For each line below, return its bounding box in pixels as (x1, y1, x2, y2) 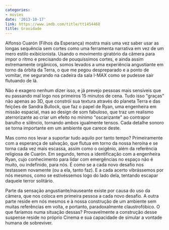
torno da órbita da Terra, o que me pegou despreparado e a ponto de (5, 67, 149, 73)
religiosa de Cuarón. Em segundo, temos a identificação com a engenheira (5, 151, 160, 157)
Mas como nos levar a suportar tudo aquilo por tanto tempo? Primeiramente (5, 135, 163, 141)
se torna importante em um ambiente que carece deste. (5, 125, 121, 131)
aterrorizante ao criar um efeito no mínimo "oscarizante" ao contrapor (5, 114, 150, 120)
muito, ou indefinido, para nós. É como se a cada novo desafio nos (5, 162, 144, 168)
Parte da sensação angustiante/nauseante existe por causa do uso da (5, 188, 150, 194)
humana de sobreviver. (5, 220, 53, 226)
